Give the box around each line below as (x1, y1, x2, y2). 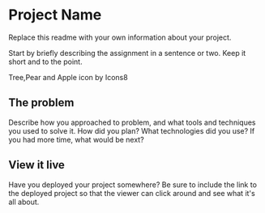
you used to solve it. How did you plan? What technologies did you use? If (8, 126, 255, 135)
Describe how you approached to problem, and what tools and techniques (8, 117, 256, 127)
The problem (8, 96, 75, 110)
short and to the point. (8, 57, 83, 66)
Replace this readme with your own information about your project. (8, 32, 232, 42)
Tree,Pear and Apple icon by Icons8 (8, 72, 128, 82)
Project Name (8, 6, 102, 24)
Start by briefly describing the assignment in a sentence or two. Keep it (8, 48, 246, 58)
